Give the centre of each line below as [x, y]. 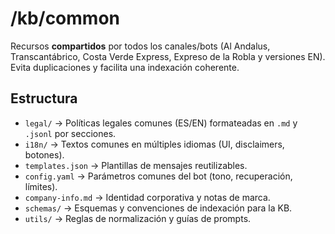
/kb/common [65, 18]
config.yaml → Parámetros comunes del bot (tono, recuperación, [158, 176]
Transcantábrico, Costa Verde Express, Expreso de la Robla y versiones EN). [168, 56]
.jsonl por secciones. [70, 133]
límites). [41, 186]
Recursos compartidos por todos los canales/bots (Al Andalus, [140, 46]
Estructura [44, 98]
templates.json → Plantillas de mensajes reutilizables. [136, 165]
